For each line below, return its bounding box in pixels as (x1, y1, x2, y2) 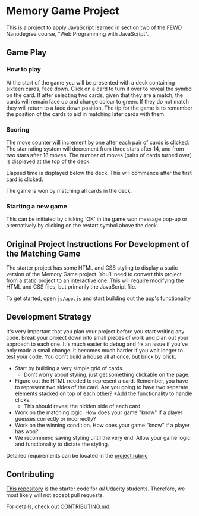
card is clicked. (6, 176, 43, 183)
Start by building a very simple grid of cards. (14, 364, 124, 371)
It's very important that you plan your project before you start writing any (6, 327, 185, 334)
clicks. (14, 396, 31, 403)
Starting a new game (6, 202, 67, 210)
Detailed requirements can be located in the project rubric (6, 452, 148, 459)
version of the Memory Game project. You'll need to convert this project (6, 271, 182, 278)
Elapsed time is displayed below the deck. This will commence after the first (6, 169, 192, 176)
